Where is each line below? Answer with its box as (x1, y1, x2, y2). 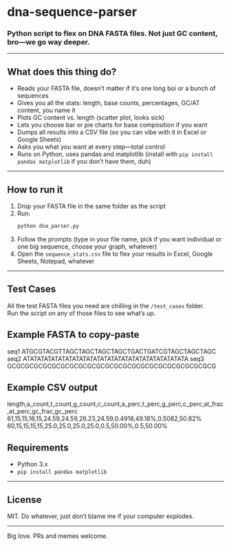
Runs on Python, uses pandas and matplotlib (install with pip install (16, 150, 213, 158)
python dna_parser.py (16, 223, 79, 230)
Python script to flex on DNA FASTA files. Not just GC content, (7, 29, 218, 39)
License (7, 493, 42, 506)
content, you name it (16, 106, 76, 114)
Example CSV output (7, 382, 98, 393)
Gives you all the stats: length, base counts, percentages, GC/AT (16, 99, 200, 107)
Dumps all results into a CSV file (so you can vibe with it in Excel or (16, 128, 207, 136)
